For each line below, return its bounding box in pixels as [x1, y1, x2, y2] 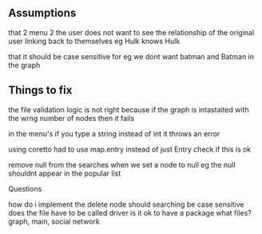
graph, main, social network [8, 216, 100, 226]
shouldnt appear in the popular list [8, 168, 121, 178]
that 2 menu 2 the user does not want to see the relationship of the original [8, 27, 255, 37]
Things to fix [8, 83, 73, 97]
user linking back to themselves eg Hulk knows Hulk [8, 36, 181, 46]
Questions [8, 184, 42, 193]
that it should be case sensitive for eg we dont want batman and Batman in [8, 51, 254, 61]
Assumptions [8, 6, 77, 20]
